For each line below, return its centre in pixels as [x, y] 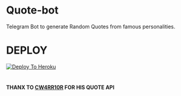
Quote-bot [33, 10]
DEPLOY [27, 50]
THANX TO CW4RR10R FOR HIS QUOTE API [60, 87]
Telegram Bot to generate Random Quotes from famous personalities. [91, 27]
